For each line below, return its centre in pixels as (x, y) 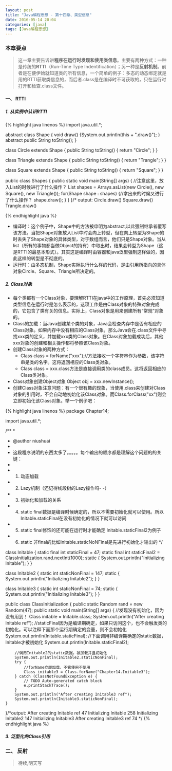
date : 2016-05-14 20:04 (31, 20)
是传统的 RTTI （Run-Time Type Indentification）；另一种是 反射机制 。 (90, 67)
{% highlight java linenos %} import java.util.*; (54, 124)
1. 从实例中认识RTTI (26, 112)
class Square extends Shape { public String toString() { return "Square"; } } (84, 170)
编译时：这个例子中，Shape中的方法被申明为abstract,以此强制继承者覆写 (90, 226)
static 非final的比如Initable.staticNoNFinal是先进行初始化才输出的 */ (92, 542)
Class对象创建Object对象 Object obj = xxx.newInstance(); (73, 381)
